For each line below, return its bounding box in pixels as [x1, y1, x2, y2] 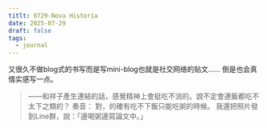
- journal [15, 42, 48, 50]
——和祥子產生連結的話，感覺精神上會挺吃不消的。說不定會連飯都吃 [27, 91, 253, 101]
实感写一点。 [14, 74, 58, 84]
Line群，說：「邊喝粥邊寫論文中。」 [34, 111, 148, 121]
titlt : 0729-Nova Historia [8, 11, 98, 20]
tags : [8, 34, 26, 42]
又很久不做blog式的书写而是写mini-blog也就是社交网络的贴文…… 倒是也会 [8, 65, 250, 74]
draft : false [8, 26, 52, 34]
